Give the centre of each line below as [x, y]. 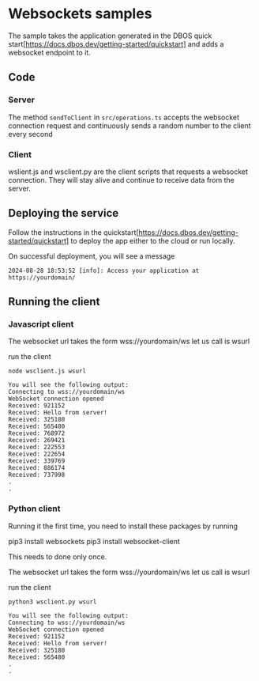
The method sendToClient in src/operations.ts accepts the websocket [124, 117]
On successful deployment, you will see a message [92, 256]
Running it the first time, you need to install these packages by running [123, 526]
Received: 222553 [37, 448]
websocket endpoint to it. [49, 52]
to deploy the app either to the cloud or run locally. [153, 240]
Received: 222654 [37, 454]
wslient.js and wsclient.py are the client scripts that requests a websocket [128, 172]
